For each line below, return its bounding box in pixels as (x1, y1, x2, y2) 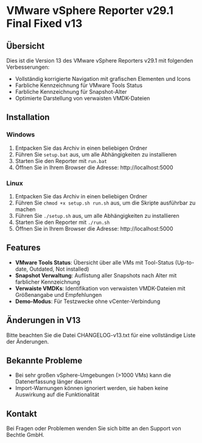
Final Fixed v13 (6, 16, 83, 30)
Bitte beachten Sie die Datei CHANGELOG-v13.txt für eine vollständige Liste (6, 331, 196, 338)
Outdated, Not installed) (29, 265, 89, 273)
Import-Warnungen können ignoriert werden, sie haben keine (15, 385, 169, 392)
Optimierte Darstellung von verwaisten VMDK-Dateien (15, 95, 150, 102)
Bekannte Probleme (6, 355, 83, 366)
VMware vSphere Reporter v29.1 (6, 4, 173, 18)
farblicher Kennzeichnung (15, 278, 80, 285)
